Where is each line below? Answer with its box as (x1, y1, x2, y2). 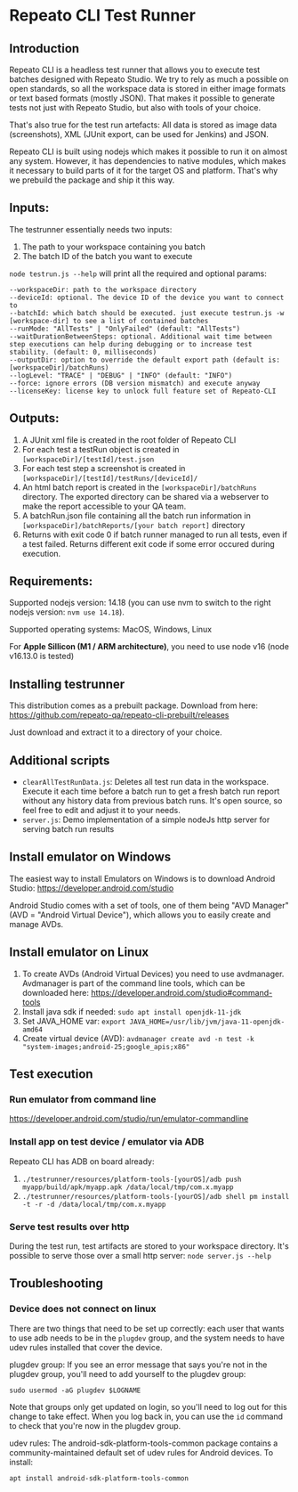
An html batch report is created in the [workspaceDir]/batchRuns (21, 482, 257, 493)
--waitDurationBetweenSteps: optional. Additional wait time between (9, 331, 273, 341)
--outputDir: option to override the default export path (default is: (9, 355, 280, 364)
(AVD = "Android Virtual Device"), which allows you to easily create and (9, 909, 271, 920)
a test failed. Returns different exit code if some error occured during (21, 538, 276, 549)
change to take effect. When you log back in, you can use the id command (9, 1411, 283, 1422)
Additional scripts (9, 753, 110, 768)
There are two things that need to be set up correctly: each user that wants (9, 1323, 285, 1333)
